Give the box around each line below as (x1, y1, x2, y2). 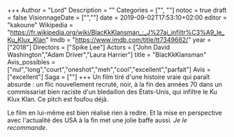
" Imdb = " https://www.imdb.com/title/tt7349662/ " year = (45, 36, 212, 44)
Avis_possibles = (7, 58, 56, 66)
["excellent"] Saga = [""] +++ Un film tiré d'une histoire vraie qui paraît (7, 73, 210, 81)
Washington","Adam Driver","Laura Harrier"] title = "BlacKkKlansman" (7, 50, 207, 59)
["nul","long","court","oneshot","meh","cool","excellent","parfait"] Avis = (7, 66, 212, 73)
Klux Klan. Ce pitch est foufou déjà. (7, 95, 109, 103)
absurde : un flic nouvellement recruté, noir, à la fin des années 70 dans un (7, 80, 222, 88)
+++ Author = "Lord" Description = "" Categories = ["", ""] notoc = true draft (7, 6, 227, 14)
